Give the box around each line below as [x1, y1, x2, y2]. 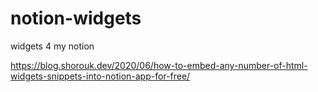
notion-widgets [10, 7, 142, 30]
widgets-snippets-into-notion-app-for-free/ [10, 70, 191, 82]
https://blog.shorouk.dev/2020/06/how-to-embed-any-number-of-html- [10, 59, 308, 71]
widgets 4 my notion [10, 40, 95, 52]
